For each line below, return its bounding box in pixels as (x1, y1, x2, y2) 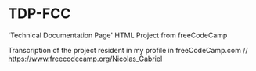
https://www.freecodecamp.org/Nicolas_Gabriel (8, 54, 163, 63)
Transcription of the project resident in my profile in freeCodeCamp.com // (8, 45, 248, 55)
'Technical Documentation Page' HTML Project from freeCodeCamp (8, 30, 228, 40)
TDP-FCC (8, 5, 71, 23)
